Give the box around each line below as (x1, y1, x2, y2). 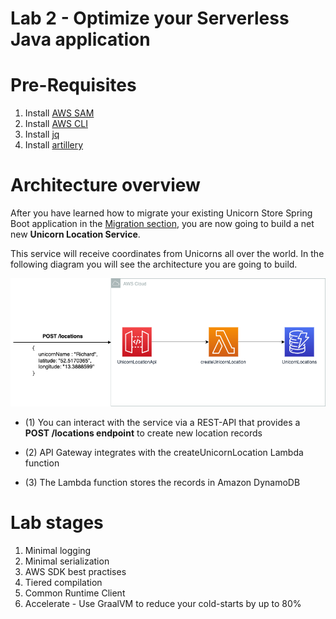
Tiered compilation (24, 577, 103, 589)
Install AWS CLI (24, 118, 88, 130)
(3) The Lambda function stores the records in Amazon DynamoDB (24, 477, 301, 489)
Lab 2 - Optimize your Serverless (10, 7, 290, 30)
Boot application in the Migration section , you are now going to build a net (10, 218, 315, 230)
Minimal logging (24, 545, 92, 557)
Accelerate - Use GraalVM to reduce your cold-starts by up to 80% (24, 598, 302, 610)
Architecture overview (10, 174, 201, 197)
